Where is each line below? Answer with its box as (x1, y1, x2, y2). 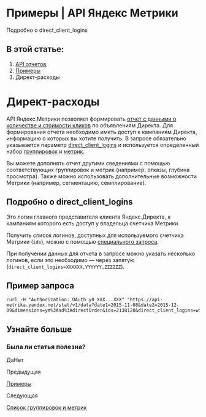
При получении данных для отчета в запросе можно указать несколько (6, 250, 196, 257)
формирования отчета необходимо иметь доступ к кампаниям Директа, (6, 128, 197, 135)
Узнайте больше (6, 324, 72, 334)
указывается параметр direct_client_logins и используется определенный (6, 141, 199, 148)
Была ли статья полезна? (6, 342, 86, 351)
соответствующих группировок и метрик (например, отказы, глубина (6, 166, 190, 173)
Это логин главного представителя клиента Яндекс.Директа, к (6, 213, 171, 220)
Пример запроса (6, 280, 75, 291)
